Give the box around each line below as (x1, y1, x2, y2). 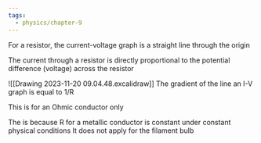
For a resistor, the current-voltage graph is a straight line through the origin (8, 40, 251, 49)
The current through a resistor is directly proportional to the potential (8, 55, 230, 65)
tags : (8, 11, 26, 20)
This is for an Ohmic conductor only (8, 102, 124, 112)
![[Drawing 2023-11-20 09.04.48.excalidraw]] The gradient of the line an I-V (8, 79, 253, 88)
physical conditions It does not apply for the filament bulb (8, 126, 194, 135)
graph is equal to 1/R (8, 87, 74, 96)
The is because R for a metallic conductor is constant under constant (8, 117, 231, 127)
